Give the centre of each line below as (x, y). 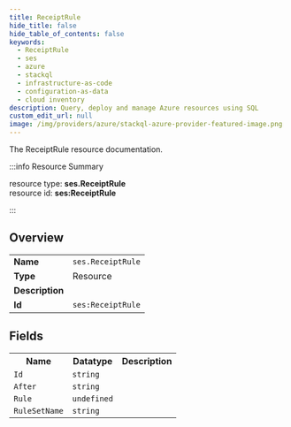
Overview (37, 238)
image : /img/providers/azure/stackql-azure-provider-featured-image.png (146, 125)
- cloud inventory (51, 99)
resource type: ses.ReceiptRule (68, 183)
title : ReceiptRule (45, 17)
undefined (92, 398)
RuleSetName (39, 411)
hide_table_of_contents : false (67, 34)
